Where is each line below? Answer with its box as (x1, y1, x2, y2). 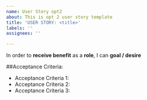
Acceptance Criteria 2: (14, 81, 70, 88)
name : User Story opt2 (6, 8, 62, 15)
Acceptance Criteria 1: (14, 75, 69, 82)
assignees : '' (6, 31, 41, 36)
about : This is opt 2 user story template (6, 14, 113, 20)
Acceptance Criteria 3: (14, 87, 70, 94)
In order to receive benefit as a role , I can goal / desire (6, 52, 141, 59)
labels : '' (6, 25, 33, 31)
